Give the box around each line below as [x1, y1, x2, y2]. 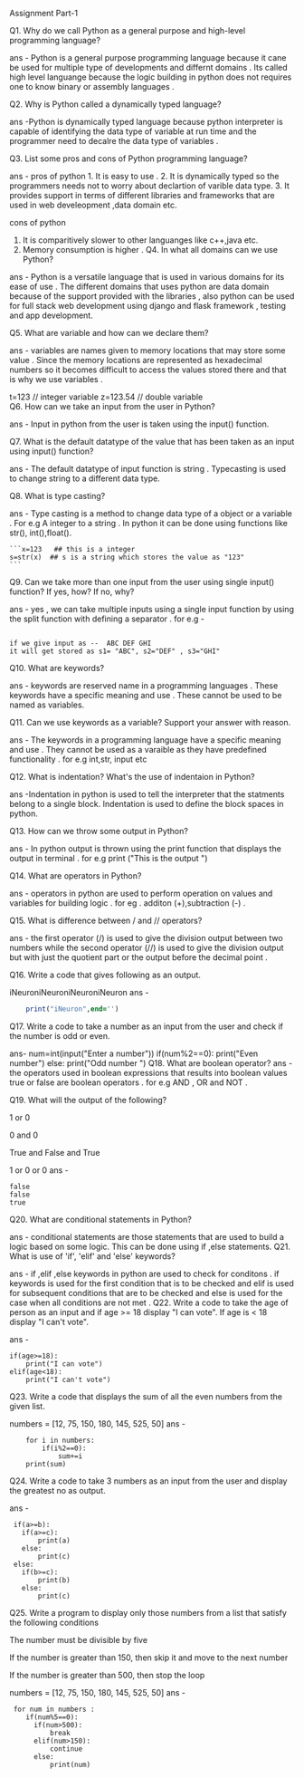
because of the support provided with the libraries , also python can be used [9, 291, 295, 302]
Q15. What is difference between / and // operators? [9, 915, 203, 926]
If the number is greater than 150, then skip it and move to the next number [9, 1652, 289, 1663]
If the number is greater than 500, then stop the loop [9, 1669, 205, 1680]
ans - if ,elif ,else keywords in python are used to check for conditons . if [9, 1268, 280, 1279]
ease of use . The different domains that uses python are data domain [9, 281, 270, 292]
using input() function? [9, 446, 94, 457]
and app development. [9, 310, 93, 321]
